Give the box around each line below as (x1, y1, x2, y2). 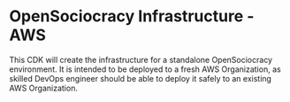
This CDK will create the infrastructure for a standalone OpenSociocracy (9, 54, 272, 65)
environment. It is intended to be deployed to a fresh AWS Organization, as (9, 64, 281, 75)
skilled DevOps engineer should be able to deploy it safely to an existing (9, 73, 272, 83)
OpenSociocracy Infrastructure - (9, 6, 255, 27)
